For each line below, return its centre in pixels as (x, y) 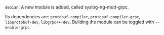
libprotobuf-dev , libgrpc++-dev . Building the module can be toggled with (80, 22)
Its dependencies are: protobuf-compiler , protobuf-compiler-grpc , (73, 17)
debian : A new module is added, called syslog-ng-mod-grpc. (67, 7)
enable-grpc (17, 28)
